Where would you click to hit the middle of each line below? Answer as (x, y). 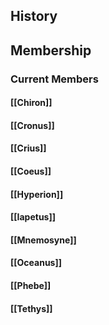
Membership (51, 50)
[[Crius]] (28, 148)
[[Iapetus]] (33, 217)
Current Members (54, 79)
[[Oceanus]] (36, 263)
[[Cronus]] (32, 125)
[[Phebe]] (31, 286)
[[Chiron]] (31, 103)
